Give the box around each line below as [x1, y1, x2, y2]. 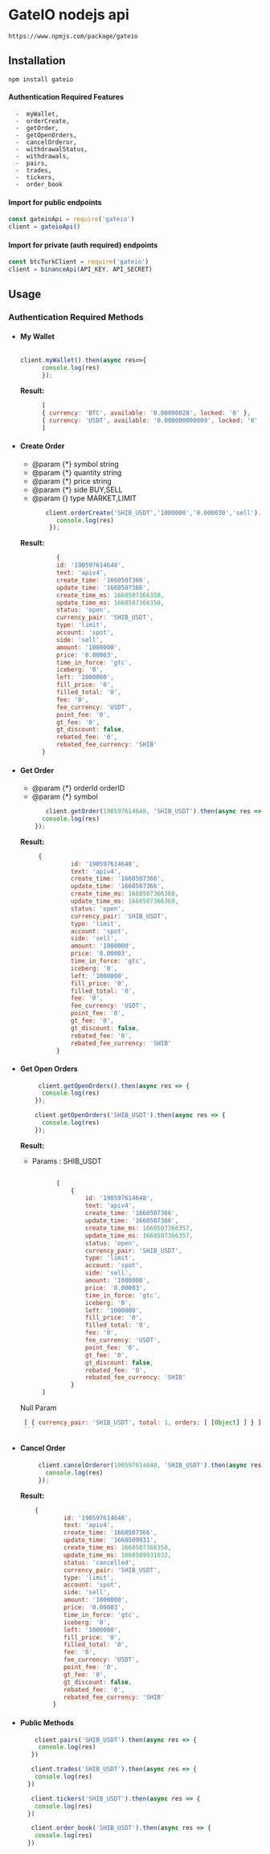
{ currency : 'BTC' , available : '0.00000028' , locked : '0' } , [41, 408, 252, 417]
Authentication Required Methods [8, 312, 144, 323]
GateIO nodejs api [8, 6, 130, 24]
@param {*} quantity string [31, 468, 122, 477]
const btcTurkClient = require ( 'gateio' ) [8, 258, 149, 266]
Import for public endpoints [8, 197, 102, 207]
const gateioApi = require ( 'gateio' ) [8, 215, 135, 223]
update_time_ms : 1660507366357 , [84, 1231, 194, 1239]
